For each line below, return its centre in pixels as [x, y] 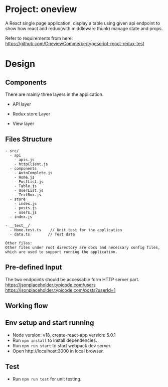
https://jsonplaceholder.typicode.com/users [51, 285]
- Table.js [26, 186]
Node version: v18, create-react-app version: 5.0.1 [64, 335]
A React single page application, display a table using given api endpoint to [83, 23]
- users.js [26, 212]
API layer [22, 104]
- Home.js [25, 177]
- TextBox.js [28, 195]
